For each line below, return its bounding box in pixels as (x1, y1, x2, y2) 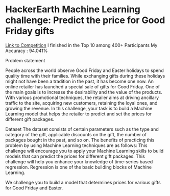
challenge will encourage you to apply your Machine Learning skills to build (5, 148, 164, 154)
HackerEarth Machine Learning (5, 4, 140, 15)
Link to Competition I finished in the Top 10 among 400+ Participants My (5, 42, 158, 48)
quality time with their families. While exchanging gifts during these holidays (5, 72, 165, 79)
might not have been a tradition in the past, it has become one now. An (5, 78, 154, 84)
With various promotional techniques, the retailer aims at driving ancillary (5, 94, 159, 101)
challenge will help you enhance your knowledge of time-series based (5, 158, 153, 164)
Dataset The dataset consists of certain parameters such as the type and (5, 126, 159, 132)
